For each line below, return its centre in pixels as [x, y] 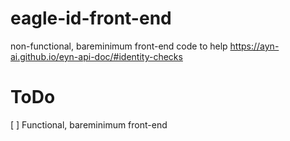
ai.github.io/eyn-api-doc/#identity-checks [96, 56]
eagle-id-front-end [91, 18]
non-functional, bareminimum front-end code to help [119, 46]
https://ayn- [254, 46]
